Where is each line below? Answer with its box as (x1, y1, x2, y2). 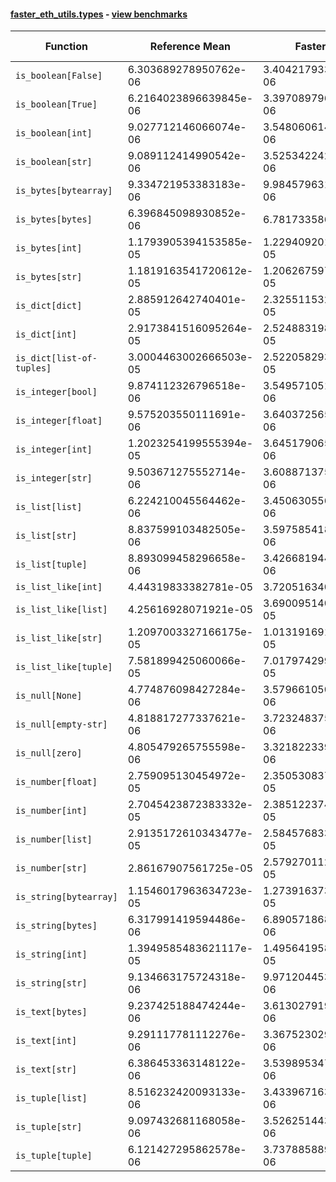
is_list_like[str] (15, 633, 103, 644)
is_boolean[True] (15, 99, 98, 110)
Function (44, 40, 88, 54)
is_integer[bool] (15, 386, 98, 398)
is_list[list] (15, 501, 83, 513)
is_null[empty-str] (15, 719, 108, 730)
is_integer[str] (15, 473, 93, 484)
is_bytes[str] (15, 271, 83, 283)
